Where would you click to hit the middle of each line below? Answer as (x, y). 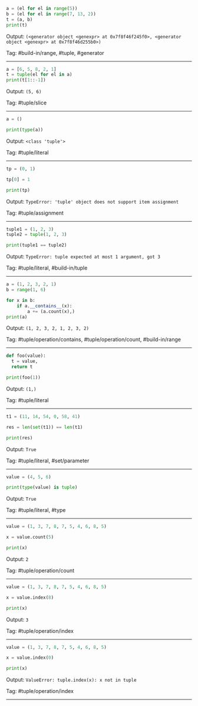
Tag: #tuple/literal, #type (36, 510)
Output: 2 (17, 559)
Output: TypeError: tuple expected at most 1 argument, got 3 (83, 257)
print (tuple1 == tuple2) (37, 245)
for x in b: (21, 300)
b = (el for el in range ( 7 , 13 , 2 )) (51, 14)
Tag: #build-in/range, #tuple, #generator (55, 52)
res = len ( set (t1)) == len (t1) (44, 427)
